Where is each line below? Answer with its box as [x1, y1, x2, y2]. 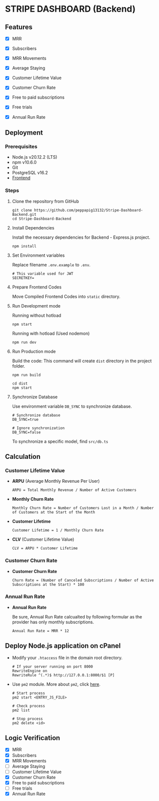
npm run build [12, 372, 41, 377]
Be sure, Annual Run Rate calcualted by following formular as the [12, 614, 142, 619]
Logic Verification [5, 734, 60, 742]
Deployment [5, 128, 43, 137]
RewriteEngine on [12, 668, 48, 673]
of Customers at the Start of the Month [12, 510, 95, 515]
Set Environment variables [12, 252, 65, 258]
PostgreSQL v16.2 [12, 170, 48, 176]
